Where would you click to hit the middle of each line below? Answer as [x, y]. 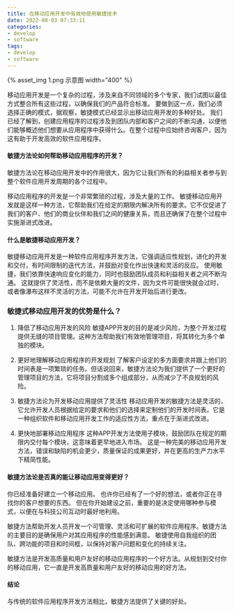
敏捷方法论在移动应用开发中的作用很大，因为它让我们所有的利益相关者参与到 [117, 173]
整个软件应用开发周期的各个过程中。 [59, 181]
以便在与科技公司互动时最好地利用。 [71, 511]
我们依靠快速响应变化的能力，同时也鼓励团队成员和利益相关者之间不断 [120, 274]
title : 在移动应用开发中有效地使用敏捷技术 [62, 14]
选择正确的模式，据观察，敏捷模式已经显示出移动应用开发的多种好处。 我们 [115, 112]
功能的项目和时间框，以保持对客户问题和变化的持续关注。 [108, 544]
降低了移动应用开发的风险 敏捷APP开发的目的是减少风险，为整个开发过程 [122, 328]
